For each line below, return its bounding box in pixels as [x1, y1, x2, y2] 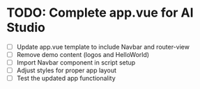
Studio [6, 19, 46, 35]
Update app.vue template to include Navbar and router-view [16, 42, 190, 51]
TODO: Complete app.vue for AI [6, 5, 194, 21]
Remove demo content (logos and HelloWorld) [16, 51, 150, 58]
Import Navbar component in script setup [16, 58, 136, 67]
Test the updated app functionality [16, 74, 116, 83]
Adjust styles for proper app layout [16, 66, 116, 74]
